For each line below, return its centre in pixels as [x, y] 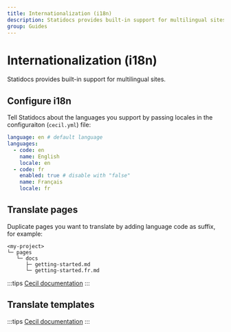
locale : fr [35, 189]
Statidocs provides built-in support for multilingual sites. [87, 79]
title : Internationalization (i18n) [59, 13]
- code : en [29, 150]
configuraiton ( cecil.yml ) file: [49, 125]
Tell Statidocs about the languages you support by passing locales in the [110, 118]
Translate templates [51, 305]
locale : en [35, 163]
